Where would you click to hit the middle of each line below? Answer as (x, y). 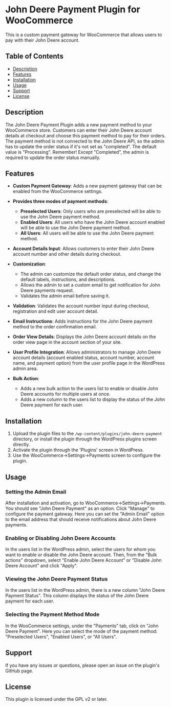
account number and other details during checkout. (67, 254)
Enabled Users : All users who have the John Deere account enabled (93, 222)
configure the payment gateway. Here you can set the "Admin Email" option (85, 514)
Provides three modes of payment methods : (60, 201)
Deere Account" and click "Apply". (41, 566)
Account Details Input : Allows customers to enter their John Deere (83, 249)
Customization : (29, 264)
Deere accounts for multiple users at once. (65, 394)
